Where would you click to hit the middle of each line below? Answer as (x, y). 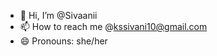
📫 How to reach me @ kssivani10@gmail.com (113, 26)
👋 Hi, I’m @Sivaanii (58, 15)
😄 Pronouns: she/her (63, 41)
